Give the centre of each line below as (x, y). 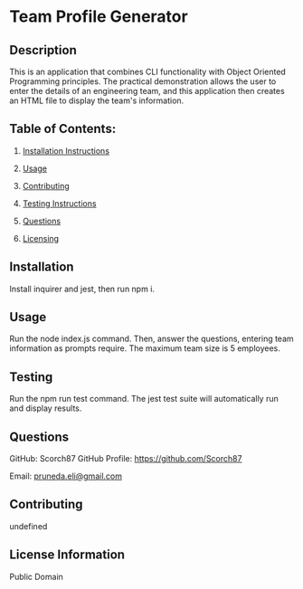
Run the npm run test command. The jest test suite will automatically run (144, 399)
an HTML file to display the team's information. (97, 100)
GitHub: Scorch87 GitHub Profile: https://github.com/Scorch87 (126, 459)
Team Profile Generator (99, 17)
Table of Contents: (63, 129)
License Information (67, 555)
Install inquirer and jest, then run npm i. (82, 289)
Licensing (41, 238)
